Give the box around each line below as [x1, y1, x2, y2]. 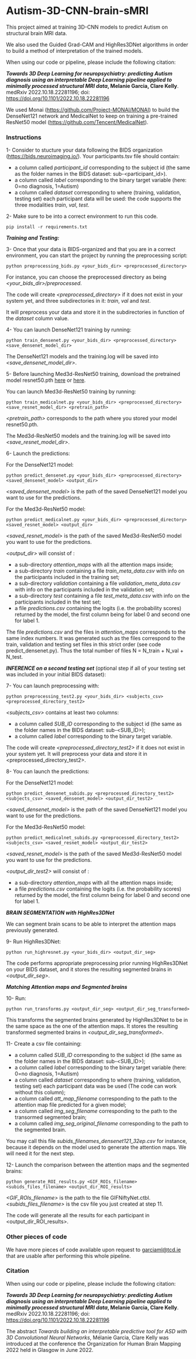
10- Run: [6, 995, 26, 1002]
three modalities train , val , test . [14, 201, 90, 208]
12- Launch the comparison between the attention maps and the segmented [6, 1161, 189, 1169]
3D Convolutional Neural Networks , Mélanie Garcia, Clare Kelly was [6, 1334, 169, 1341]
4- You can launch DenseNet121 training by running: [6, 326, 132, 333]
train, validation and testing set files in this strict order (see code [6, 641, 161, 648]
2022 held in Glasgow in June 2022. [6, 1346, 94, 1353]
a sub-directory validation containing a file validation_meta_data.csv [14, 580, 181, 587]
